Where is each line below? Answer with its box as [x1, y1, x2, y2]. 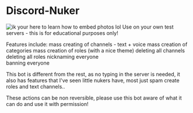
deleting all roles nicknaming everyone [6, 53, 99, 60]
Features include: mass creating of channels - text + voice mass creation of [6, 41, 188, 48]
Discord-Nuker [6, 4, 80, 17]
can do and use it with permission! [6, 100, 89, 107]
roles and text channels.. [6, 83, 65, 90]
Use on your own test [122, 23, 174, 30]
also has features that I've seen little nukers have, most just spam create [6, 77, 180, 84]
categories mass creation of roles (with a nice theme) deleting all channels [6, 47, 185, 54]
